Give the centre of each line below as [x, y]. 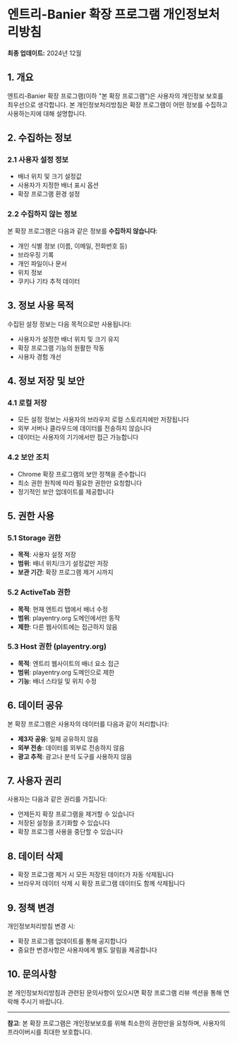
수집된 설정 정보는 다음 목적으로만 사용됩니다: [69, 324]
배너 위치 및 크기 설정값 [50, 177]
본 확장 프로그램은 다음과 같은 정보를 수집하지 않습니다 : [83, 231]
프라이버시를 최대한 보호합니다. [50, 1032]
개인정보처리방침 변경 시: [41, 926]
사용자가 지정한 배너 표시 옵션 [58, 185]
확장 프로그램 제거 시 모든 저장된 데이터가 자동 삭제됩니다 [96, 875]
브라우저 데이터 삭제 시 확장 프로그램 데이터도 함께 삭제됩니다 [101, 883]
